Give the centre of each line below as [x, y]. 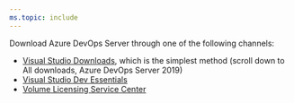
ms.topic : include [44, 17]
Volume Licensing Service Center [84, 89]
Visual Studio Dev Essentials [75, 79]
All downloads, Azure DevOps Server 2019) [102, 70]
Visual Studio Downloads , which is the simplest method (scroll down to [153, 60]
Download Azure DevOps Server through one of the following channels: [142, 43]
